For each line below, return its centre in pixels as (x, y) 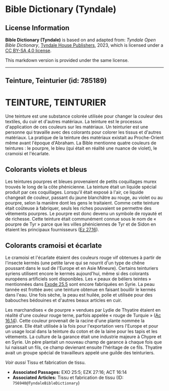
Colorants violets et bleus (46, 169)
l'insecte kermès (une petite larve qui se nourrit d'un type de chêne (75, 263)
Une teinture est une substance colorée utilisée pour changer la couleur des (84, 116)
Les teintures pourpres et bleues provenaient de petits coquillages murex (81, 181)
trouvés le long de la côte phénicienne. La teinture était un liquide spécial (81, 187)
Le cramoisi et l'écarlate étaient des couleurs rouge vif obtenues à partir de (83, 257)
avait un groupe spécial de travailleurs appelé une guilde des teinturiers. (80, 352)
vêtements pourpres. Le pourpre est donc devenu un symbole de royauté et (84, 214)
